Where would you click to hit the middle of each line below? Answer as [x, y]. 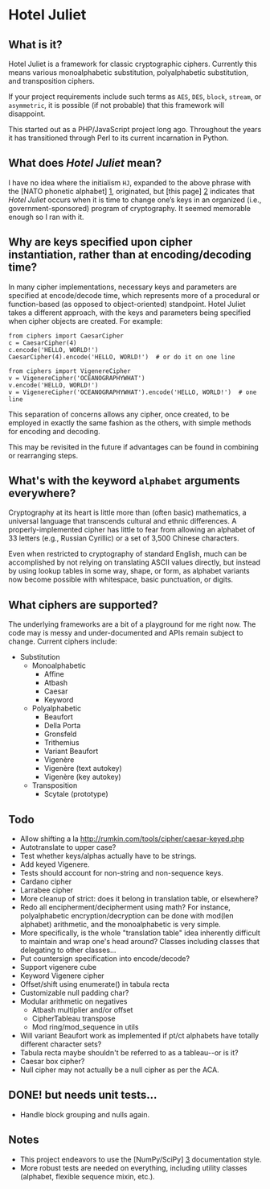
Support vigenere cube [58, 967]
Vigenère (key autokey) [83, 777]
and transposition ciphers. [51, 81]
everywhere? [42, 493]
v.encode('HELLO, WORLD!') [53, 385]
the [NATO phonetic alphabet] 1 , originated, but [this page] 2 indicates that [131, 191]
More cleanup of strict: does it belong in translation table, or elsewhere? [139, 899]
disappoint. [27, 114]
